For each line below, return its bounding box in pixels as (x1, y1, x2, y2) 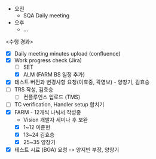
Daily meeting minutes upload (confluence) (14, 50, 121, 57)
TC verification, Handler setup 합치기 (14, 101, 105, 108)
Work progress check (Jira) (14, 57, 82, 64)
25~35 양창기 (23, 138, 56, 145)
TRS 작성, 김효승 (14, 86, 54, 93)
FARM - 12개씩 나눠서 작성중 (14, 108, 81, 115)
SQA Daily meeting (23, 12, 70, 19)
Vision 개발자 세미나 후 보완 (23, 116, 88, 123)
